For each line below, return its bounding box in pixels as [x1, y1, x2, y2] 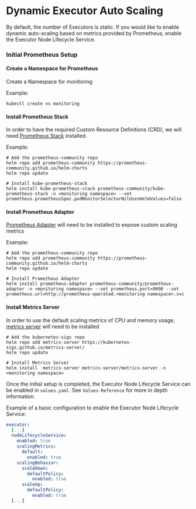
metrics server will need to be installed [6, 323, 99, 330]
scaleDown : [21, 465, 49, 471]
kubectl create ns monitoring [6, 101, 80, 107]
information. [6, 392, 36, 399]
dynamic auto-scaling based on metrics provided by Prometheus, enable [6, 29, 182, 36]
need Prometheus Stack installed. [6, 132, 87, 139]
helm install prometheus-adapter [6, 281, 88, 287]
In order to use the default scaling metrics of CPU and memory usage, [6, 316, 176, 323]
